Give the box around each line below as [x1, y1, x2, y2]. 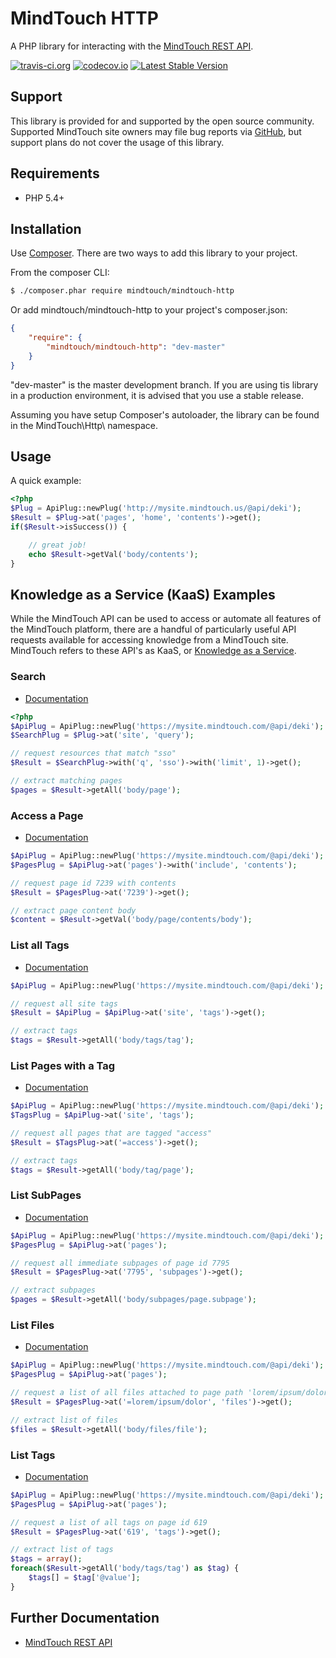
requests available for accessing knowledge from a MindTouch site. [10, 634, 289, 646]
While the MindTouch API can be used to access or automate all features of [10, 613, 322, 625]
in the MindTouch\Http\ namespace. [10, 419, 158, 431]
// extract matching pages [10, 776, 123, 786]
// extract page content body [10, 905, 137, 916]
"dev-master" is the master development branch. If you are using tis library [10, 378, 319, 391]
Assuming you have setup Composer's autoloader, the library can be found [10, 408, 320, 421]
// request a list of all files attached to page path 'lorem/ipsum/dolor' [10, 1388, 333, 1398]
